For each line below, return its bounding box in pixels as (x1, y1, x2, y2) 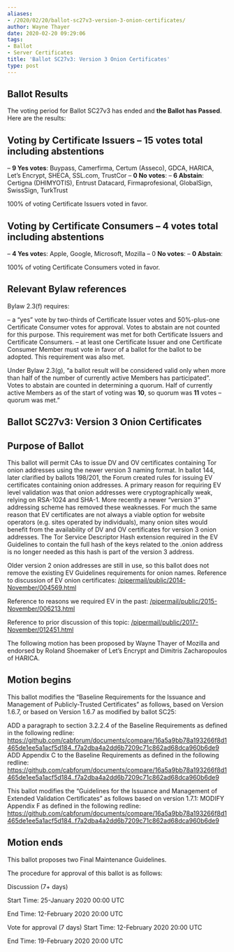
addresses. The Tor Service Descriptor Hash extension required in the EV (7, 533, 219, 541)
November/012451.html (7, 625, 74, 634)
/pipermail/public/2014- (117, 576, 187, 585)
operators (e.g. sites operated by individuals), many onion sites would (7, 518, 208, 527)
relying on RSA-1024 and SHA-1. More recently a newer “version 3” (7, 496, 200, 504)
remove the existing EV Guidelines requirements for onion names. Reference (7, 569, 227, 577)
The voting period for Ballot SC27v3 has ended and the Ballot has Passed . (7, 106, 222, 115)
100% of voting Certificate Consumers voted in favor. (7, 263, 161, 271)
